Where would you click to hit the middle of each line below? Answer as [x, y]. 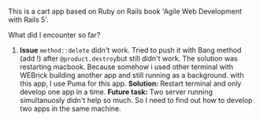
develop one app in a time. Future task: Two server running [116, 92]
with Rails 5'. [28, 20]
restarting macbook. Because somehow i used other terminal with [126, 67]
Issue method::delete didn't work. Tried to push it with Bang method [130, 50]
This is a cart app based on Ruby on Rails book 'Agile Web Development [125, 11]
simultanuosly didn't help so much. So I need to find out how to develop [136, 100]
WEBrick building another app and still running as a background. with [132, 75]
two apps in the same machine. [70, 108]
